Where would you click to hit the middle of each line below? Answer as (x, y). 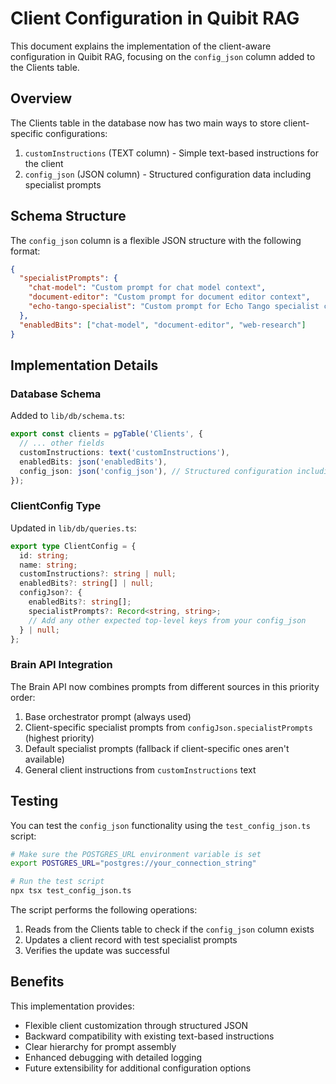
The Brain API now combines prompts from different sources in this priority (165, 686)
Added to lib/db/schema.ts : (67, 416)
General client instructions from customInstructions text (140, 769)
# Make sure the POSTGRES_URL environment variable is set (136, 854)
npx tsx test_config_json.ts (71, 891)
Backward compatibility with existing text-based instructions (149, 1036)
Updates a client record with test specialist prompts (131, 940)
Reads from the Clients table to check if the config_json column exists (169, 929)
